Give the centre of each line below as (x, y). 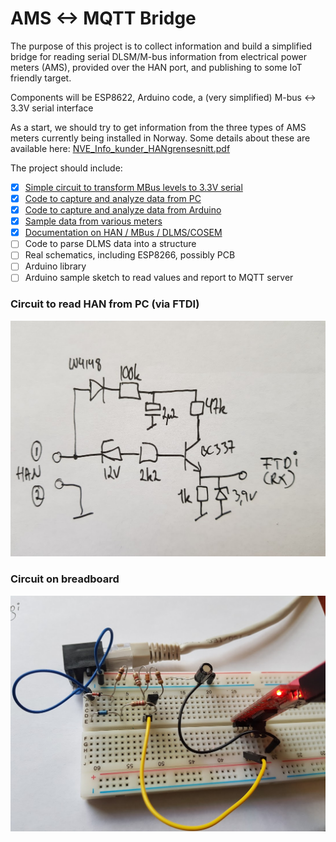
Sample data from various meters (93, 221)
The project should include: (66, 168)
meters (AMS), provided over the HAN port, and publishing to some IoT (156, 67)
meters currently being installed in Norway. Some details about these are (160, 138)
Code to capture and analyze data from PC (113, 198)
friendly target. (41, 78)
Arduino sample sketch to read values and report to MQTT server (159, 278)
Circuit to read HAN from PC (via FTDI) (105, 304)
